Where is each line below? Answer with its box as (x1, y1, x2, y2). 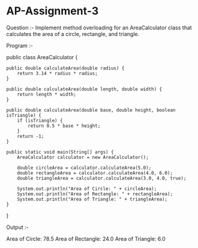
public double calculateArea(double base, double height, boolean (6, 107, 176, 113)
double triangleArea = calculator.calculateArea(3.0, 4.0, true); (17, 175, 187, 181)
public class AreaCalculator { (6, 53, 78, 61)
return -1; (17, 133, 44, 139)
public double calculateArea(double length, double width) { (6, 86, 163, 92)
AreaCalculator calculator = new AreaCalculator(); (17, 154, 149, 160)
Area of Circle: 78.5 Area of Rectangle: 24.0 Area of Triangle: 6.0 (6, 235, 166, 242)
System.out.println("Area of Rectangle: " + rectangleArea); (17, 190, 173, 197)
